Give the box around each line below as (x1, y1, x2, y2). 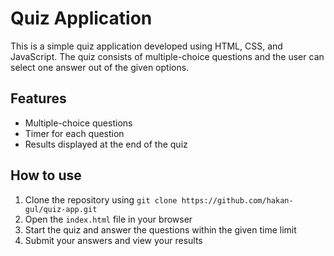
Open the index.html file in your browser (24, 213, 193, 225)
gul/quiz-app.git (24, 204, 98, 214)
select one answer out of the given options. (10, 61, 190, 73)
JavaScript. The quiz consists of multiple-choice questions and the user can (10, 50, 325, 62)
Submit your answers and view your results (24, 234, 203, 246)
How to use (10, 167, 82, 184)
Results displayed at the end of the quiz (24, 138, 188, 150)
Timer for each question (24, 127, 125, 139)
